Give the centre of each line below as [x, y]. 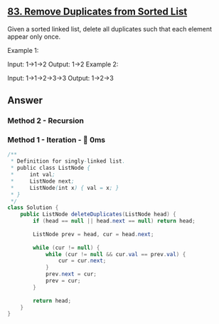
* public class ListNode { [50, 168]
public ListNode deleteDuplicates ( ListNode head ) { [98, 214]
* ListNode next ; [42, 181]
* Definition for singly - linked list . [68, 161]
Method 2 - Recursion [46, 121]
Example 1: [23, 50]
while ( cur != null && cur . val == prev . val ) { [116, 254]
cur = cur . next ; [82, 261]
